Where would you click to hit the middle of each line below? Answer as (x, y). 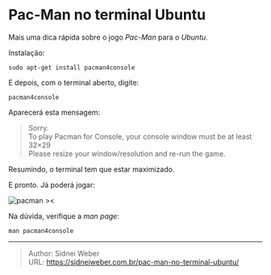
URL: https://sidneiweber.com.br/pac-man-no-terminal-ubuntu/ (133, 262)
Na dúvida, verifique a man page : (64, 216)
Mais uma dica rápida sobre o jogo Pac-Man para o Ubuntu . (108, 37)
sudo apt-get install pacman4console (72, 67)
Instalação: (27, 52)
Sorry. (38, 127)
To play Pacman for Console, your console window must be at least (140, 136)
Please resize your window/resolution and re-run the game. (127, 153)
